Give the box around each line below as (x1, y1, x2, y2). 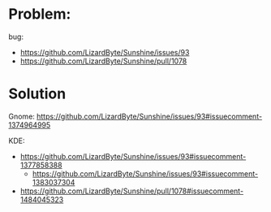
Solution (8, 84, 67, 103)
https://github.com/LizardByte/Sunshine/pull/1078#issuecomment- (19, 186, 244, 196)
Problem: (8, 5, 71, 24)
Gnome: (8, 111, 35, 121)
